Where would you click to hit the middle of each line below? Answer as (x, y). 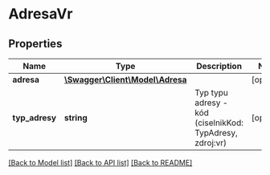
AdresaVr (41, 14)
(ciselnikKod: (219, 123)
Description (219, 66)
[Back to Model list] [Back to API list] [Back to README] (100, 163)
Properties (35, 44)
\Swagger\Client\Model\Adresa (125, 79)
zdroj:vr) (211, 143)
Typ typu (211, 93)
